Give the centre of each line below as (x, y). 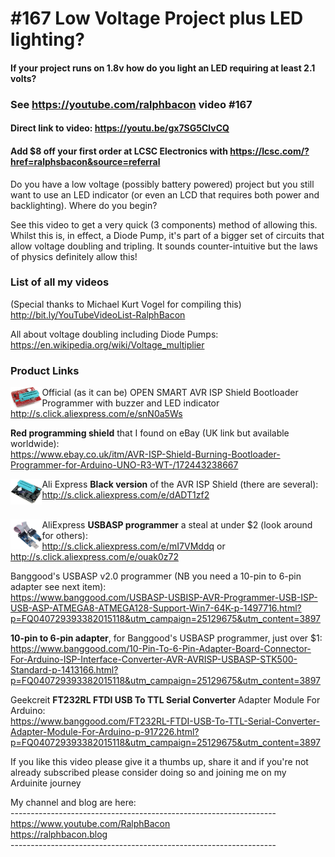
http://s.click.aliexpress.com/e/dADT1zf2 (125, 495)
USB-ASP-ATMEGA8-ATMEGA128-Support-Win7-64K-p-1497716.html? (156, 608)
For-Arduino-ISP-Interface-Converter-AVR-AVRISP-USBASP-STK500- (154, 659)
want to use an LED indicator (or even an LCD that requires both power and (165, 194)
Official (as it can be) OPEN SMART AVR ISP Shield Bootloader (170, 393)
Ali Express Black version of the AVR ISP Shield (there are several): (180, 484)
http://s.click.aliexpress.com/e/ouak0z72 (94, 557)
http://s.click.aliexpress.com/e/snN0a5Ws (96, 414)
